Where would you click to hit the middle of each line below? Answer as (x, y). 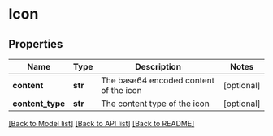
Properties (36, 44)
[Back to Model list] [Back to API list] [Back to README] (102, 123)
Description (158, 67)
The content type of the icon (155, 104)
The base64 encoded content (158, 80)
